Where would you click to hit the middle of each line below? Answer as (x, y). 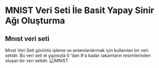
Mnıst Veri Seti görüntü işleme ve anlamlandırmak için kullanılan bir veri (77, 50)
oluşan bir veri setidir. (27, 60)
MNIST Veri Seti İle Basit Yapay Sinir (79, 10)
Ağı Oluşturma (35, 21)
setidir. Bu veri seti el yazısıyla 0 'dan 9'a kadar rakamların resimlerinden (78, 55)
